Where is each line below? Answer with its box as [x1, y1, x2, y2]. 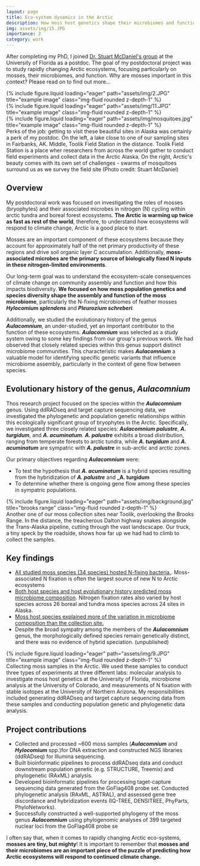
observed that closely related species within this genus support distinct [6, 341, 182, 348]
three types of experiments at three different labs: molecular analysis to [6, 669, 182, 676]
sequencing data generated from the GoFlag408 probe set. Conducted [14, 785, 189, 792]
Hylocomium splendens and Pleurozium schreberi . [6, 304, 134, 311]
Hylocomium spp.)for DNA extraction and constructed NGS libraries [14, 747, 183, 754]
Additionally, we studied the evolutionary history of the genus [6, 316, 157, 323]
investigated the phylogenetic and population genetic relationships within [6, 412, 186, 419]
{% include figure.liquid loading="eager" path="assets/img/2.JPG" [6, 90, 170, 97]
